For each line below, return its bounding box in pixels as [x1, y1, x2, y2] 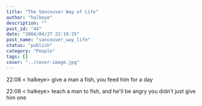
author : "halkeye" [6, 14, 53, 20]
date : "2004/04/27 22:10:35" [6, 31, 80, 37]
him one [6, 94, 27, 101]
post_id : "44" [6, 25, 42, 32]
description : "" [6, 20, 47, 26]
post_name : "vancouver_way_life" [6, 37, 91, 43]
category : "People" [6, 48, 56, 54]
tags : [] [6, 54, 28, 60]
